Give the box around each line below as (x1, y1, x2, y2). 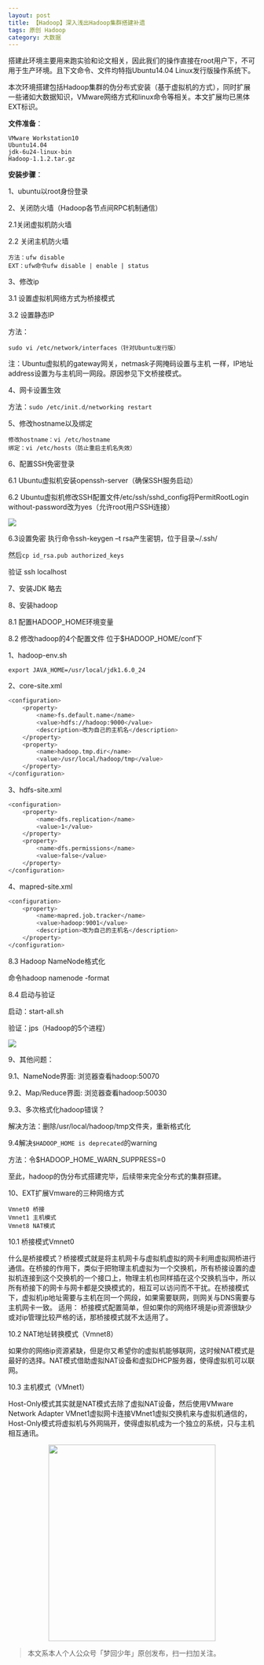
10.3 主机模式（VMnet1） (8, 1382, 89, 1392)
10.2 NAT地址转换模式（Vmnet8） (8, 1329, 118, 1338)
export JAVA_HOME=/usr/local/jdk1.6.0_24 (8, 666, 146, 674)
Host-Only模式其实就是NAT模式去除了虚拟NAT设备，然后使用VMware (8, 1399, 234, 1408)
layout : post (8, 11, 51, 20)
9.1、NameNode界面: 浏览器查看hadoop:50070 (8, 1071, 159, 1080)
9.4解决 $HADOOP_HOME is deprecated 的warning (8, 1138, 157, 1147)
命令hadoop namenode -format (8, 973, 110, 982)
